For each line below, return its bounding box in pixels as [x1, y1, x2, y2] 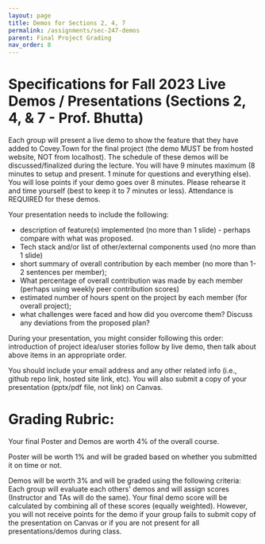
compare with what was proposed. [19, 233, 133, 243]
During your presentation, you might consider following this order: [8, 334, 224, 343]
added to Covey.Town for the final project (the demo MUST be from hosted [8, 144, 254, 153]
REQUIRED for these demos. [8, 195, 101, 204]
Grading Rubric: [8, 411, 115, 429]
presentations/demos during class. [8, 527, 122, 536]
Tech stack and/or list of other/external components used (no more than [19, 242, 256, 252]
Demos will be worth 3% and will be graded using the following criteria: [8, 476, 242, 485]
